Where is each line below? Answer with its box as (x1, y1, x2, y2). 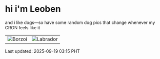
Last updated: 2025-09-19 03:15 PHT (5, 48, 80, 54)
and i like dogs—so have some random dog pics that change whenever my (5, 20, 155, 25)
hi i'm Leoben (5, 3, 61, 15)
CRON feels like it (5, 24, 40, 30)
